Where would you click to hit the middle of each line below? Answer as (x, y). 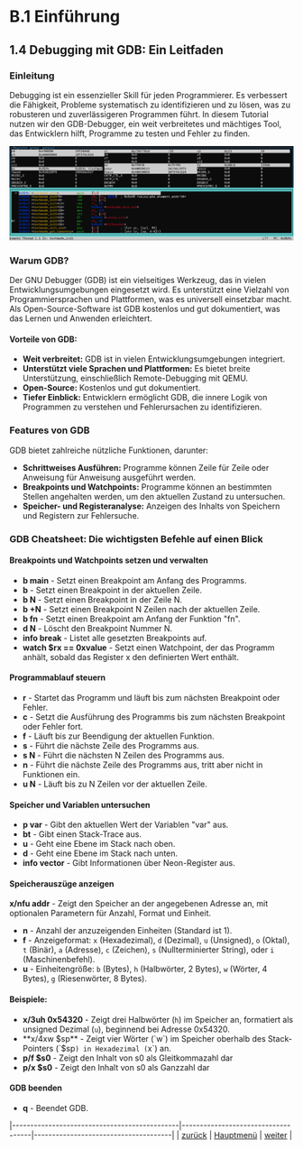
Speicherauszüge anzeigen (62, 883)
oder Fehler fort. (53, 726)
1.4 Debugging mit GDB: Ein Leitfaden (116, 50)
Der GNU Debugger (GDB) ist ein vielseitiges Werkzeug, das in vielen (138, 280)
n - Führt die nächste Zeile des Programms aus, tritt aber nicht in (142, 765)
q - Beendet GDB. (55, 1108)
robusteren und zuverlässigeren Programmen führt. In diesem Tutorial (139, 114)
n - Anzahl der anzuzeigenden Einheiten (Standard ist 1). (127, 931)
